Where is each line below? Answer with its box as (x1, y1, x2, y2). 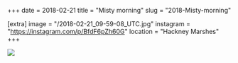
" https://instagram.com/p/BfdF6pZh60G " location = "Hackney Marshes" (7, 28, 219, 35)
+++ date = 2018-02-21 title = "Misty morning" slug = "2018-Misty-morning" (7, 6, 232, 14)
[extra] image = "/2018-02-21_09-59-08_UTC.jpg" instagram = (7, 20, 190, 28)
